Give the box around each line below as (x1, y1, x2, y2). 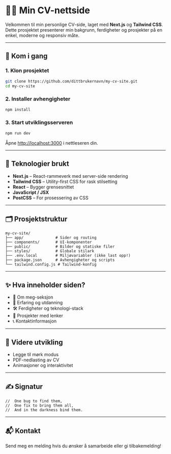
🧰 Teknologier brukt (5, 159, 70, 168)
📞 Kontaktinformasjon (12, 318, 57, 324)
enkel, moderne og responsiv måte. (5, 32, 80, 38)
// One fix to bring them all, (5, 403, 74, 408)
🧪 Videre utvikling (5, 338, 63, 346)
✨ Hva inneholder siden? (5, 280, 85, 289)
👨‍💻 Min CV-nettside (5, 5, 90, 16)
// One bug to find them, (5, 398, 63, 404)
